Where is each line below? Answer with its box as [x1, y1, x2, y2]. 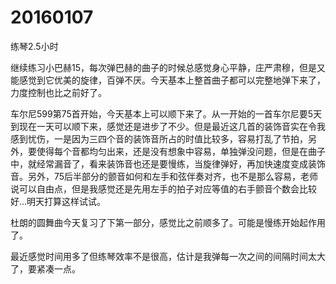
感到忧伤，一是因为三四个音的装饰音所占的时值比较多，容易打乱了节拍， [10, 132, 308, 145]
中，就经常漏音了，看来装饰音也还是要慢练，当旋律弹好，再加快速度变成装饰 [10, 157, 326, 170]
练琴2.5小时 [10, 40, 59, 52]
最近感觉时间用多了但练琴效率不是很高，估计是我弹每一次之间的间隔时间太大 [10, 250, 326, 262]
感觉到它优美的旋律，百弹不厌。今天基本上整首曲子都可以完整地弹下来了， [18, 74, 326, 86]
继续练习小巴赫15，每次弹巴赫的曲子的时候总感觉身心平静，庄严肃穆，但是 [10, 61, 317, 73]
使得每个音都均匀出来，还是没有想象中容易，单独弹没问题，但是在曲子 [36, 145, 326, 157]
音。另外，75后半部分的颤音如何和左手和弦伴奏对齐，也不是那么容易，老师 [10, 170, 319, 182]
